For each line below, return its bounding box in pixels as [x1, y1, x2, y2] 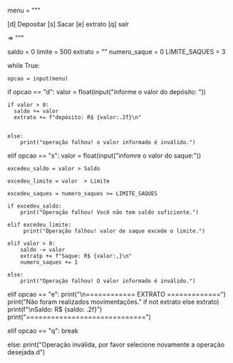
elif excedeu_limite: [7, 221, 72, 228]
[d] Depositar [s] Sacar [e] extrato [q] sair [7, 20, 130, 28]
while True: [7, 61, 41, 70]
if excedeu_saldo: [7, 203, 62, 210]
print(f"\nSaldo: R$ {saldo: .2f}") [7, 305, 103, 313]
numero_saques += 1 [20, 259, 78, 266]
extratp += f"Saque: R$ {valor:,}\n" [20, 252, 133, 260]
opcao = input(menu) [7, 75, 69, 82]
